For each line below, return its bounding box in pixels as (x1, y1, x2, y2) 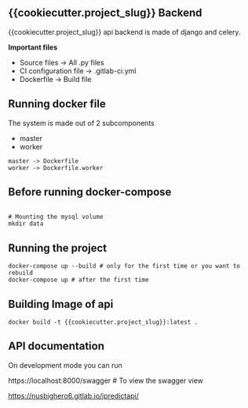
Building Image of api (8, 297, 114, 310)
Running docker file (8, 98, 106, 111)
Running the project (8, 241, 108, 254)
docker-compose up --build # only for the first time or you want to (8, 262, 241, 270)
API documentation (8, 339, 104, 353)
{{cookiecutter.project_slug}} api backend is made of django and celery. (8, 27, 241, 36)
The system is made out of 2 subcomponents (8, 118, 155, 128)
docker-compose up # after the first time (8, 276, 149, 284)
